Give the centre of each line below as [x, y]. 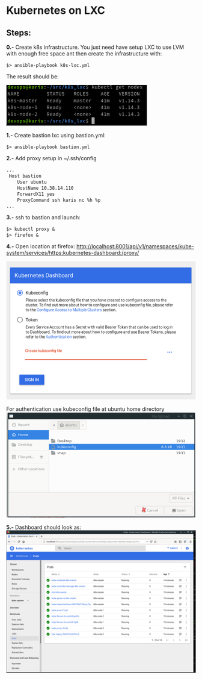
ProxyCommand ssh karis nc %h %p [59, 200]
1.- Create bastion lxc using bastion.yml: [56, 135]
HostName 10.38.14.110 [45, 188]
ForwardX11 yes [36, 194]
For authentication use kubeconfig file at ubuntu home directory [85, 409]
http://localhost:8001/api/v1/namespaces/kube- [135, 246]
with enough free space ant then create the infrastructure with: [84, 54]
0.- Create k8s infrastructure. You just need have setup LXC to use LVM [95, 47]
